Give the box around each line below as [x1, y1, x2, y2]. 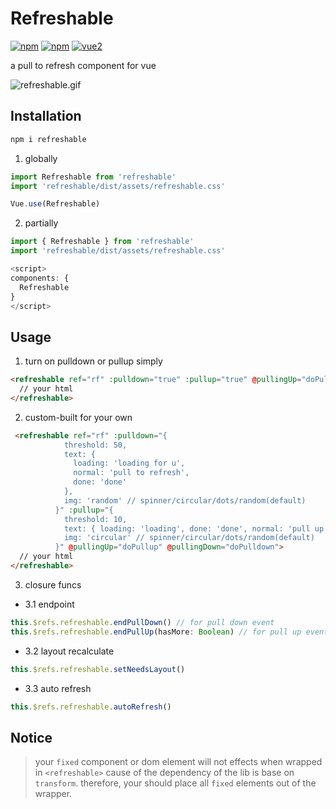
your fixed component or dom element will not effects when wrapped [34, 756, 323, 768]
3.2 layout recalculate [24, 645, 115, 657]
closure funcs [24, 578, 82, 591]
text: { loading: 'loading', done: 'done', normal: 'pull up [63, 523, 325, 534]
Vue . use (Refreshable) [10, 199, 101, 209]
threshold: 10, [63, 514, 128, 524]
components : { [10, 273, 70, 283]
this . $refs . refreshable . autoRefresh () [10, 702, 172, 712]
